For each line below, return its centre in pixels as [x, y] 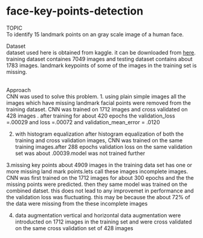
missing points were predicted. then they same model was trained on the [97, 184]
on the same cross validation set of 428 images [74, 228]
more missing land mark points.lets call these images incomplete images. [97, 171]
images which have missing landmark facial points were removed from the [99, 103]
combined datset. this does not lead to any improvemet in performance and [100, 190]
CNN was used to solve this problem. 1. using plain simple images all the [96, 96]
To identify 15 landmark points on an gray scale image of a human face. [95, 34]
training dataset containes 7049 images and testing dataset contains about [99, 59]
